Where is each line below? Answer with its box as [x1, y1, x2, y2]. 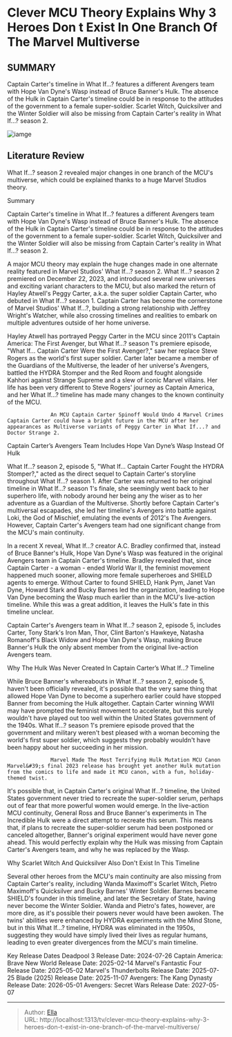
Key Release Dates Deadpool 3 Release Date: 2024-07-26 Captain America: [7, 951, 223, 960]
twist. [28, 775, 48, 782]
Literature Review [7, 150, 85, 162]
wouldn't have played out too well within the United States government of [7, 713, 216, 722]
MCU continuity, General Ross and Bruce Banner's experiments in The [7, 808, 207, 817]
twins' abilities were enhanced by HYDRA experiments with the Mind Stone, [7, 916, 222, 924]
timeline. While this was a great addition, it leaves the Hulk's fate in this [7, 600, 209, 608]
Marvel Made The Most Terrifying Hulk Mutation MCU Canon [50, 756, 221, 764]
